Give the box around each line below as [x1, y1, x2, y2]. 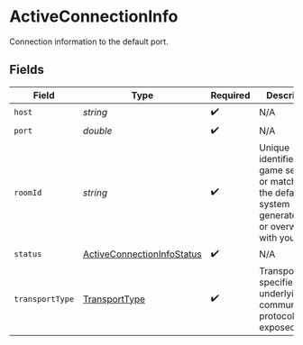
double [82, 124, 113, 137]
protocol [258, 309, 295, 322]
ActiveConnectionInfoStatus [82, 248, 203, 260]
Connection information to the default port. [9, 36, 169, 47]
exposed [258, 321, 296, 333]
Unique [258, 141, 290, 154]
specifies [258, 276, 298, 288]
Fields [9, 62, 45, 77]
